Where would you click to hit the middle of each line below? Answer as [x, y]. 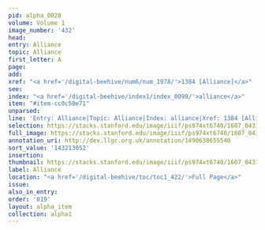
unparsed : [24, 111]
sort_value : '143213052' [49, 148]
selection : [26, 126]
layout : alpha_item [40, 206]
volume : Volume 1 [37, 23]
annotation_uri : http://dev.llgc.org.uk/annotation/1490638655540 [119, 140]
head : [17, 38]
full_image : [28, 133]
